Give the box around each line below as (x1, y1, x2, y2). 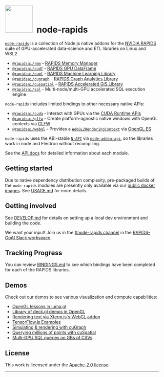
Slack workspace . (16, 235, 52, 241)
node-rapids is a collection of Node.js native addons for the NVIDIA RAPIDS (5, 40, 157, 46)
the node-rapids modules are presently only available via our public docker (5, 182, 155, 188)
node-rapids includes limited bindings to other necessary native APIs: (5, 101, 144, 107)
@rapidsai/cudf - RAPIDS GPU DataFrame (12, 65, 97, 71)
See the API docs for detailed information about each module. (5, 150, 129, 156)
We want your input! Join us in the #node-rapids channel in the (5, 229, 132, 235)
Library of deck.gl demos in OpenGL (12, 309, 85, 315)
